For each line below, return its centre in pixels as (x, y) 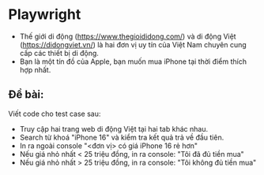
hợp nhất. (35, 69)
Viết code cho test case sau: (55, 114)
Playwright (45, 15)
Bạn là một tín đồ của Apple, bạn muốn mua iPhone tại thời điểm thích (133, 61)
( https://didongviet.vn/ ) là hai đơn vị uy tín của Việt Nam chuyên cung (133, 44)
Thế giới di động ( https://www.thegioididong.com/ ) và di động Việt (128, 36)
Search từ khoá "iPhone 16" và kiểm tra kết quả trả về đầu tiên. (122, 137)
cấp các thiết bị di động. (59, 53)
